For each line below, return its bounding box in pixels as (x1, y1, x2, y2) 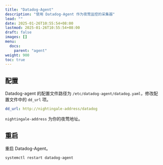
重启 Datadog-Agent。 (5, 145, 51, 151)
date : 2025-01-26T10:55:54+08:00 (5, 21, 74, 26)
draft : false (5, 30, 32, 35)
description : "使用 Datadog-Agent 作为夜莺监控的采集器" (5, 12, 115, 17)
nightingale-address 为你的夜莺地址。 (5, 116, 82, 121)
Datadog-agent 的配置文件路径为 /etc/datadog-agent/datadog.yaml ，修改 (5, 91, 154, 96)
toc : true (5, 57, 26, 62)
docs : (9, 44, 21, 48)
